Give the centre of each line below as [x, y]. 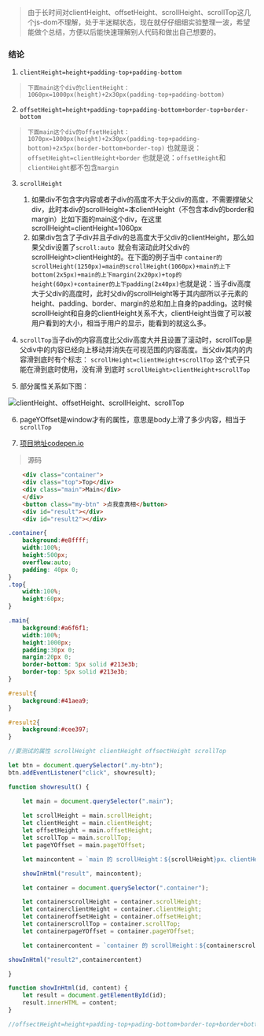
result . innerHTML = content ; [70, 1003]
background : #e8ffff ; [56, 540]
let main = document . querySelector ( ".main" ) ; [98, 801]
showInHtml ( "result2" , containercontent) [75, 960]
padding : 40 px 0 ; [51, 570]
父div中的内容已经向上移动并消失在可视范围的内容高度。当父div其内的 [132, 350]
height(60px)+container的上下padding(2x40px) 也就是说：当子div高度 [141, 284]
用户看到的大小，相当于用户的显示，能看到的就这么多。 [121, 323]
